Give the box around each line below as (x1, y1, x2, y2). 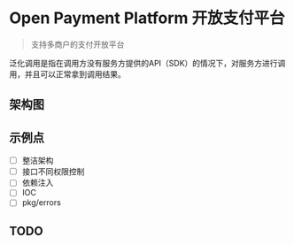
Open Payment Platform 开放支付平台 (9, 8, 285, 28)
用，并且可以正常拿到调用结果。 (9, 68, 126, 80)
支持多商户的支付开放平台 (30, 39, 125, 50)
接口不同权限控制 (21, 166, 85, 177)
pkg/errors (21, 197, 62, 208)
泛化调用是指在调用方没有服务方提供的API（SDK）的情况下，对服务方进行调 (9, 57, 286, 68)
